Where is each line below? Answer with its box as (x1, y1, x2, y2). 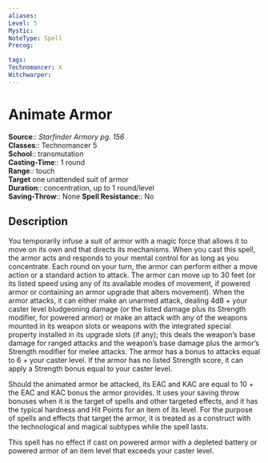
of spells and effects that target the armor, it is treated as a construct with (8, 413, 251, 423)
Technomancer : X (8, 63, 62, 72)
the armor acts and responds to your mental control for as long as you (8, 253, 239, 263)
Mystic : (8, 26, 34, 34)
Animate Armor (8, 105, 113, 123)
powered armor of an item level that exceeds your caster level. (8, 445, 214, 455)
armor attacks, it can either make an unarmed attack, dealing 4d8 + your (8, 296, 248, 305)
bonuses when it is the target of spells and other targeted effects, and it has (8, 396, 258, 405)
